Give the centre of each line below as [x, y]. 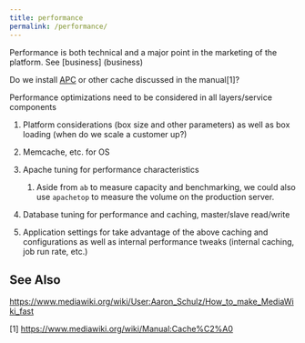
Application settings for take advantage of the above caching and [145, 232]
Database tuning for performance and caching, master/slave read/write [156, 214]
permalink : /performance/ [58, 26]
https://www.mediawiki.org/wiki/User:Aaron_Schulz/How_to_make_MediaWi [152, 302]
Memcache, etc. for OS [66, 152]
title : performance [46, 18]
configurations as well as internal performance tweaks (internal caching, [158, 241]
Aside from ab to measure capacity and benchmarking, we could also [166, 187]
